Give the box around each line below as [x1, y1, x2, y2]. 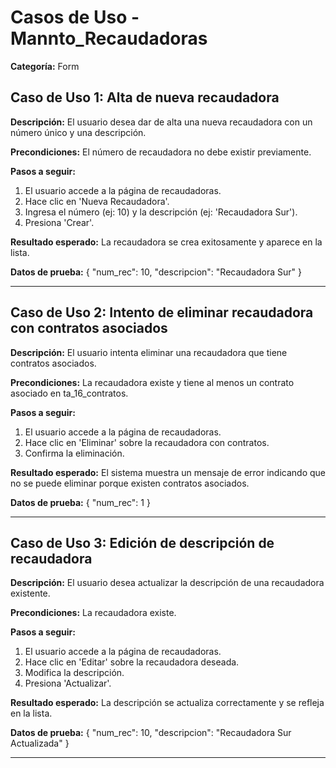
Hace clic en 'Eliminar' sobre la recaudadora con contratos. [24, 436, 270, 448]
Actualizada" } [10, 737, 70, 750]
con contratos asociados [10, 320, 168, 337]
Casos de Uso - [10, 6, 140, 29]
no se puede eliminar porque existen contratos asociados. [10, 477, 250, 489]
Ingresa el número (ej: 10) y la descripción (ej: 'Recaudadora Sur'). [24, 206, 298, 218]
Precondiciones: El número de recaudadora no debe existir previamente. [10, 146, 312, 158]
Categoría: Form [10, 60, 80, 72]
